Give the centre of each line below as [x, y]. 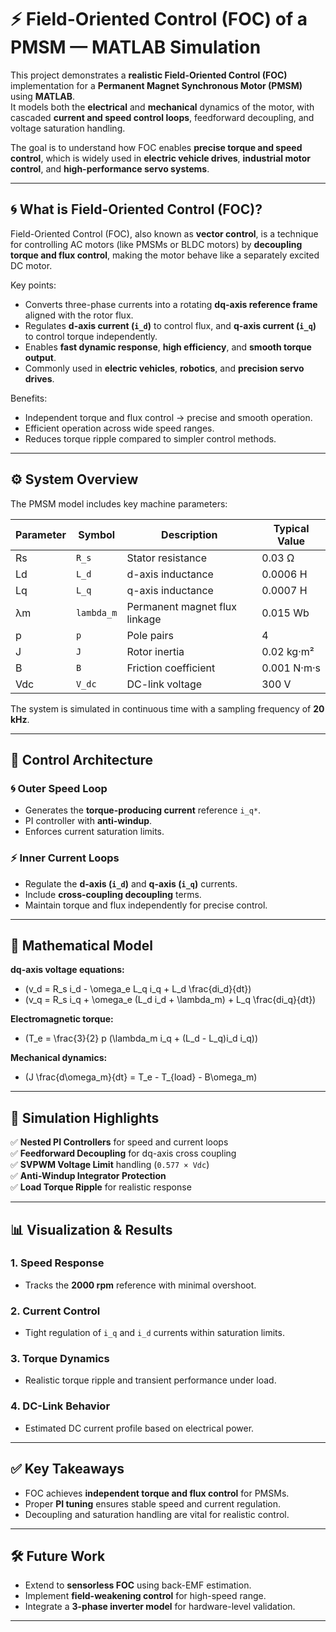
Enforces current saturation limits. [94, 832]
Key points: [33, 285]
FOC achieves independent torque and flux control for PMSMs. [157, 1493]
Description [189, 534]
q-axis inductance [170, 590]
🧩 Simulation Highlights [85, 1117]
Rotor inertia [155, 651]
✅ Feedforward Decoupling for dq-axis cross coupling [123, 1153]
